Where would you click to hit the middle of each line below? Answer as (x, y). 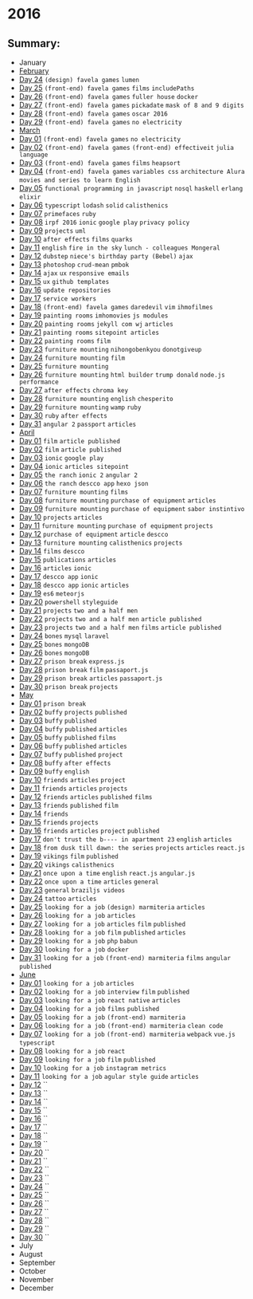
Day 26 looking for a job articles (77, 915)
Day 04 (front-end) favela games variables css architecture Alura (132, 171)
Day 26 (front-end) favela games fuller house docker (109, 96)
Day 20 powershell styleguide (68, 602)
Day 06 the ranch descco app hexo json (84, 483)
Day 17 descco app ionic (58, 576)
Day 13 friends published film (68, 805)
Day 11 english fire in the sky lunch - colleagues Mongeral (119, 247)
